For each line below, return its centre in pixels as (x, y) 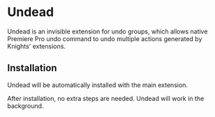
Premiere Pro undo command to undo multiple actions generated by (105, 38)
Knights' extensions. (37, 46)
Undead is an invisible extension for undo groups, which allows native (107, 31)
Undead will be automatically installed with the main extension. (98, 85)
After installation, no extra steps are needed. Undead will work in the (106, 98)
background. (25, 106)
